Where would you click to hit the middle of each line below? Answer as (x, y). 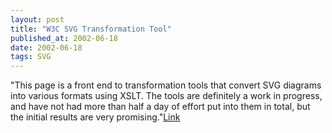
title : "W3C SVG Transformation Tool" (91, 29)
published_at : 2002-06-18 (64, 38)
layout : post (37, 19)
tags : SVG (31, 57)
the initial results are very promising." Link (95, 117)
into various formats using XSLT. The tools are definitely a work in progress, (166, 96)
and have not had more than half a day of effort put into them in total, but (160, 107)
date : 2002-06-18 (46, 47)
